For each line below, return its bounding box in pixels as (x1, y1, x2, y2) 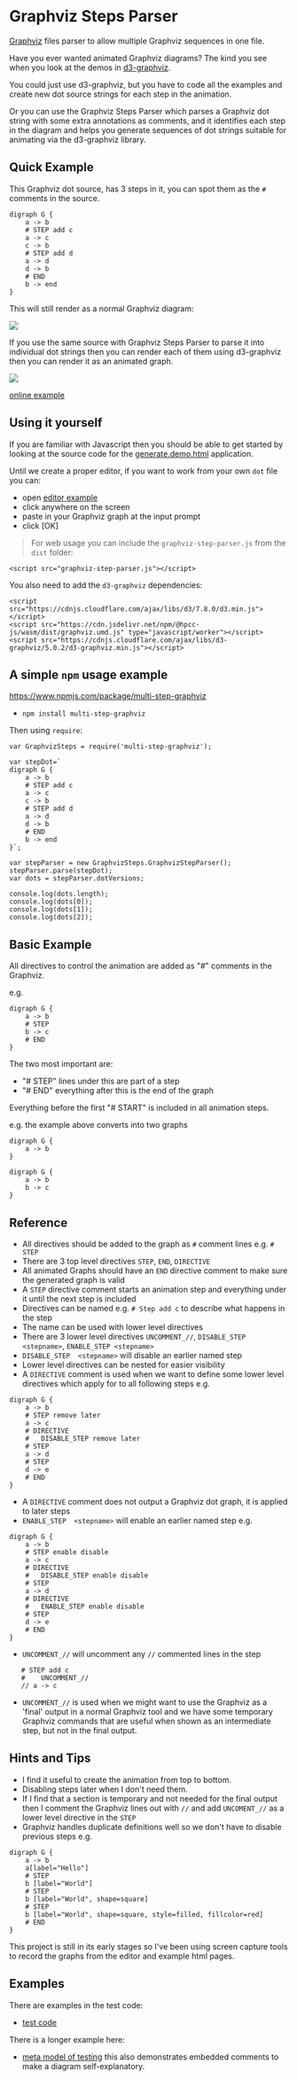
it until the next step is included (21, 1294, 137, 1304)
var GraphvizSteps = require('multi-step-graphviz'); (9, 742, 213, 751)
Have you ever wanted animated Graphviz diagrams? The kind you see (9, 52, 268, 63)
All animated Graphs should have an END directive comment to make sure (21, 1265, 288, 1276)
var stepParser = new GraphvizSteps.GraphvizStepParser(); (9, 858, 232, 868)
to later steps (21, 1505, 71, 1516)
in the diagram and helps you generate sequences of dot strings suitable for (9, 124, 287, 135)
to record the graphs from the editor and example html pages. (9, 1951, 235, 1961)
